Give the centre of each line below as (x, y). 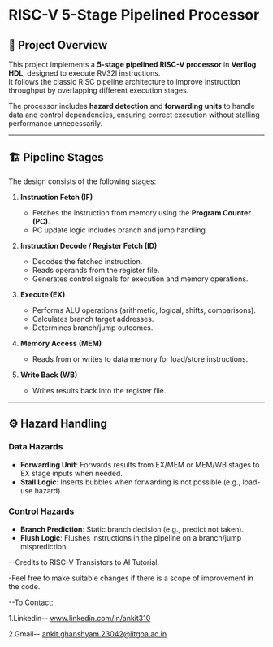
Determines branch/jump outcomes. (93, 328)
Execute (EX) (43, 294)
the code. (24, 586)
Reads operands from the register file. (96, 270)
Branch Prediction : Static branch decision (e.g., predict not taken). (132, 529)
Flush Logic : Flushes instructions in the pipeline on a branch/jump (131, 537)
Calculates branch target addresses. (93, 319)
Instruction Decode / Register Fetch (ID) (89, 245)
